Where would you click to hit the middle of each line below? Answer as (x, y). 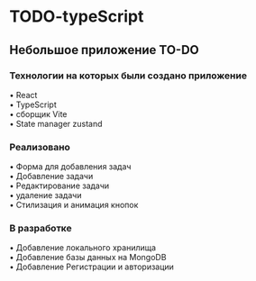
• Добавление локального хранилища (82, 248)
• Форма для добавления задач (70, 167)
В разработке (41, 229)
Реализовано (40, 147)
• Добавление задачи (51, 177)
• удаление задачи (46, 195)
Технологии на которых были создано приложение (128, 76)
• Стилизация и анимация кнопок (74, 205)
